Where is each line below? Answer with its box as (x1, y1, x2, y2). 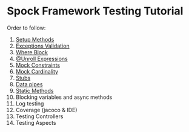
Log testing (15, 99, 44, 107)
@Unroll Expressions (15, 55, 68, 62)
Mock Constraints (15, 61, 60, 69)
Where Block (15, 48, 48, 55)
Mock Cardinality (15, 68, 59, 75)
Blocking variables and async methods (15, 93, 113, 101)
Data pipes (15, 80, 43, 88)
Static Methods (15, 87, 54, 94)
